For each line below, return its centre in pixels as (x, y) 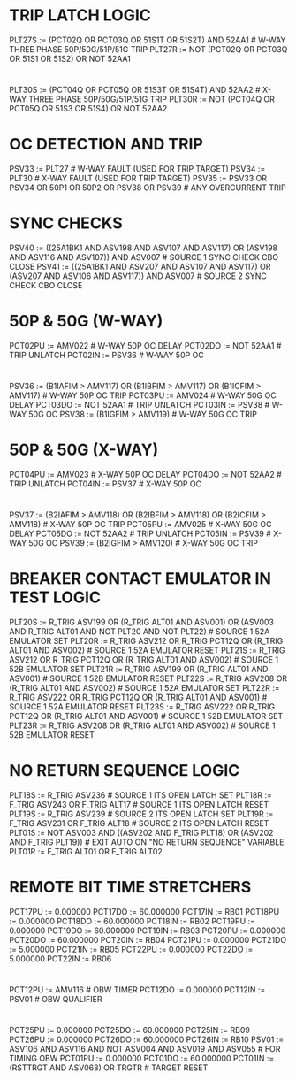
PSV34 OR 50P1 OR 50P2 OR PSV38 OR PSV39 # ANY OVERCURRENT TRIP (148, 188)
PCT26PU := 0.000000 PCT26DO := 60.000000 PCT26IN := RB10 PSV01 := (147, 1039)
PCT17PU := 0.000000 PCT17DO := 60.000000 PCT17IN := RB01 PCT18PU (144, 912)
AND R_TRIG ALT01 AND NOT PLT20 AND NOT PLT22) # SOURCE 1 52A (140, 632)
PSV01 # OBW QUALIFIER (56, 1000)
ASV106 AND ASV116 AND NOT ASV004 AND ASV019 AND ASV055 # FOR (145, 1049)
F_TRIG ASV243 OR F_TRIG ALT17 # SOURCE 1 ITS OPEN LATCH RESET (139, 805)
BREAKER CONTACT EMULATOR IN (140, 579)
